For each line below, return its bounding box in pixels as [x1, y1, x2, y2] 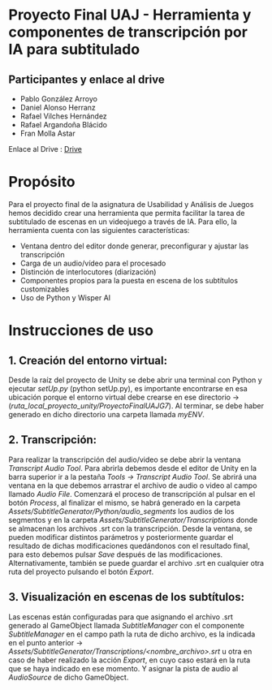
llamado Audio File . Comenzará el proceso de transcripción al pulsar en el [8, 489, 256, 498]
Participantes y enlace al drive [8, 72, 165, 86]
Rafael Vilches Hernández [19, 111, 107, 121]
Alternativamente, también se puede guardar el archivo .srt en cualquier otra [8, 558, 265, 567]
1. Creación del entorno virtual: [8, 353, 168, 367]
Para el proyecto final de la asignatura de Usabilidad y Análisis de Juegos [8, 199, 254, 209]
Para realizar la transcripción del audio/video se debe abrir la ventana [8, 455, 241, 464]
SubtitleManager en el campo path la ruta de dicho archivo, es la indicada [8, 629, 256, 639]
